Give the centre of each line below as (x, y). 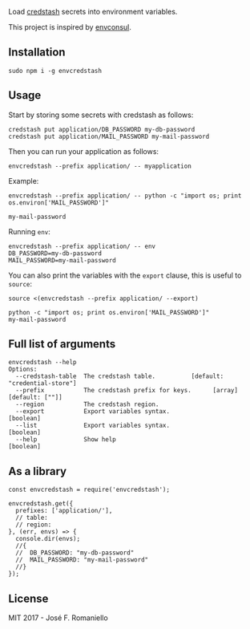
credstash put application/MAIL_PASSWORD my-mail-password (109, 136)
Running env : (29, 231)
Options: (23, 369)
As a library (37, 471)
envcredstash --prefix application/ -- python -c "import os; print (125, 196)
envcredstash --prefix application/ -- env (82, 246)
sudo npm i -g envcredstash (55, 71)
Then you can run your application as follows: (83, 151)
